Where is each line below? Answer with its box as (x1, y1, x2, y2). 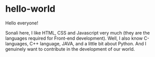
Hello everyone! (5, 20, 39, 26)
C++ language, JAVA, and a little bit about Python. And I (29, 40, 146, 46)
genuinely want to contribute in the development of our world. (5, 46, 135, 52)
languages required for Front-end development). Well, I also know (5, 35, 143, 41)
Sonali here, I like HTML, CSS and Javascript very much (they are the (5, 30, 150, 36)
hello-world (5, 3, 56, 15)
